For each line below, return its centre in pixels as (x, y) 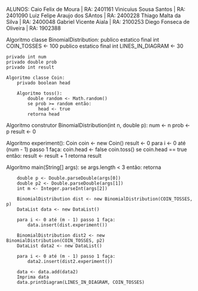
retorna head (44, 114)
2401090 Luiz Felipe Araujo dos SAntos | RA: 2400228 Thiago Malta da (94, 15)
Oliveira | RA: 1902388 (34, 28)
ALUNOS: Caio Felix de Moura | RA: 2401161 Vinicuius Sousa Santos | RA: (96, 9)
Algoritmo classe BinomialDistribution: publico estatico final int (83, 40)
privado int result (30, 67)
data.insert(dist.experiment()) (68, 225)
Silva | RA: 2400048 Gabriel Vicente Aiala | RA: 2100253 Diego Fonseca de (98, 22)
